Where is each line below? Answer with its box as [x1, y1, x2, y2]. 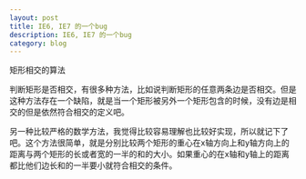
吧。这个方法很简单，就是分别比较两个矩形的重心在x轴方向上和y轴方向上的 [9, 137, 290, 148]
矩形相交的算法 [9, 65, 66, 75]
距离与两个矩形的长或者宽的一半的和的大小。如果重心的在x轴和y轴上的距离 [9, 149, 290, 160]
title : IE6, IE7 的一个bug [9, 22, 107, 31]
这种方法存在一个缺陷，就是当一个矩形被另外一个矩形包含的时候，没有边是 [9, 95, 289, 106]
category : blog [9, 38, 67, 48]
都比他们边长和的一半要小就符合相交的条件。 [9, 160, 178, 171]
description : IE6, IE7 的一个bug [9, 30, 132, 39]
